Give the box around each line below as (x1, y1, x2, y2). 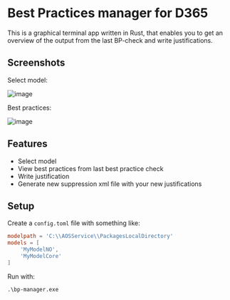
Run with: (7, 272, 36, 281)
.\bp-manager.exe (7, 286, 59, 293)
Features (7, 138, 48, 150)
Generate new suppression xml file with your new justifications (17, 180, 202, 188)
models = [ (7, 239, 40, 247)
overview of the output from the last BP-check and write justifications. (7, 36, 214, 44)
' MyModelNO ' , (20, 246, 59, 254)
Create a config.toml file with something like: (7, 219, 140, 227)
